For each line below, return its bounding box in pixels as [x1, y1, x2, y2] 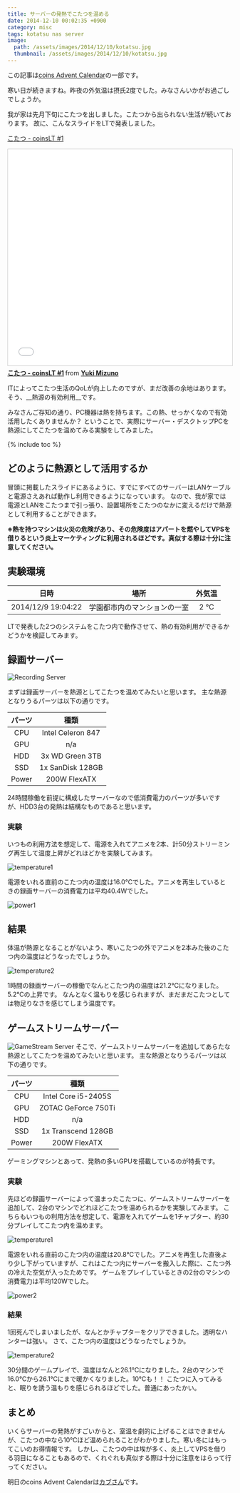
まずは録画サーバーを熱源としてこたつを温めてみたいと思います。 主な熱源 [7, 688, 226, 697]
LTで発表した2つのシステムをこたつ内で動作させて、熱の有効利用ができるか [7, 622, 230, 630]
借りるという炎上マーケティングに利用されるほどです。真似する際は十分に [7, 533, 225, 542]
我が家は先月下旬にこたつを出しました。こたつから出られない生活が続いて [7, 110, 226, 118]
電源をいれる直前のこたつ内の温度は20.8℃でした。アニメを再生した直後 [7, 1250, 221, 1258]
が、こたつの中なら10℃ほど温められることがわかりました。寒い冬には [7, 1435, 215, 1444]
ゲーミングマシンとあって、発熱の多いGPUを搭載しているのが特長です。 [7, 1157, 219, 1165]
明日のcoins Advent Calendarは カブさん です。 [7, 1477, 142, 1486]
